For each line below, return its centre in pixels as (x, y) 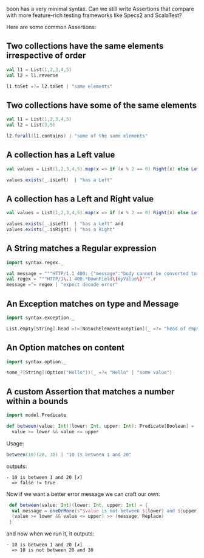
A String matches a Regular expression (81, 249)
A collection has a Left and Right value (80, 199)
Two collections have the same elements (85, 46)
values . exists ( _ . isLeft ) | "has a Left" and (65, 224)
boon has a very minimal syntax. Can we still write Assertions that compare (100, 9)
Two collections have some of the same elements (102, 105)
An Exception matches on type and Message (93, 304)
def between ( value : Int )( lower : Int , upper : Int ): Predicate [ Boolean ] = (100, 426)
